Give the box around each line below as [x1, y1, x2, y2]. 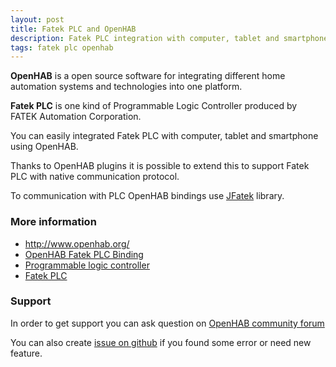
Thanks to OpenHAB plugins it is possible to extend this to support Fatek [10, 160, 310, 172]
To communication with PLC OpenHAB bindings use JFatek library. [10, 190, 285, 202]
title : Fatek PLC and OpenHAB [10, 24, 137, 34]
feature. [10, 347, 43, 359]
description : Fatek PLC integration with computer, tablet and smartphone [10, 33, 329, 43]
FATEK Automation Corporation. [10, 111, 142, 123]
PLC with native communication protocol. [10, 171, 180, 183]
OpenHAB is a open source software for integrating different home [10, 70, 286, 82]
